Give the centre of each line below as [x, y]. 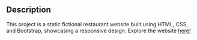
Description [29, 10]
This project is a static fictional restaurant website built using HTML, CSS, [97, 24]
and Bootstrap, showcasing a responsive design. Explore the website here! [98, 30]
